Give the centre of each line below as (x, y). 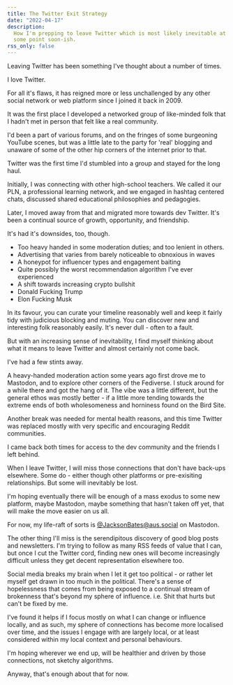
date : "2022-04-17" (36, 20)
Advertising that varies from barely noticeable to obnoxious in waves (116, 255)
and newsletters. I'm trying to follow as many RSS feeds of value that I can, (115, 546)
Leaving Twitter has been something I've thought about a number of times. (114, 66)
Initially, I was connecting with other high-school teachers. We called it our (114, 184)
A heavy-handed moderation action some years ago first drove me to (106, 375)
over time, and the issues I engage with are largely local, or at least (103, 632)
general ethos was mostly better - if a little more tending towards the (106, 398)
